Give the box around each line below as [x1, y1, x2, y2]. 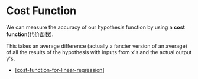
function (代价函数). [6, 31, 54, 38]
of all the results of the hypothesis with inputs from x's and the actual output [6, 48, 192, 55]
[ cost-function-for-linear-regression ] [14, 66, 105, 73]
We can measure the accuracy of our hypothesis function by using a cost [6, 24, 185, 31]
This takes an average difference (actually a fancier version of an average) [6, 42, 188, 50]
